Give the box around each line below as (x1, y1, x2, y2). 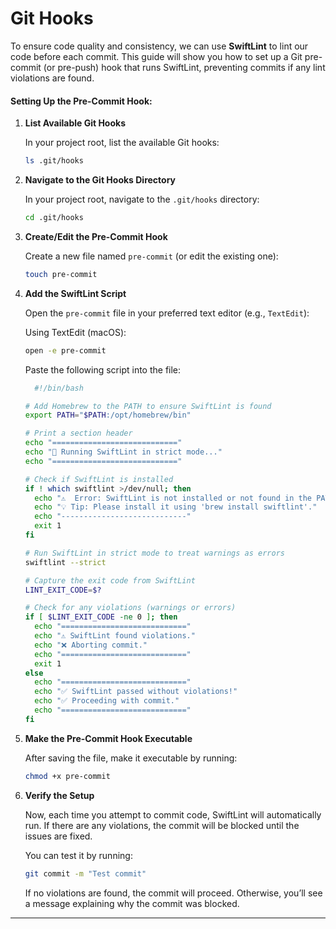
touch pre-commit (24, 269, 98, 279)
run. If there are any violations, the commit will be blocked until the (24, 819, 300, 831)
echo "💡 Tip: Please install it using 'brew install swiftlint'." (34, 502, 318, 512)
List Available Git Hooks (24, 117, 127, 129)
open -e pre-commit (24, 345, 107, 356)
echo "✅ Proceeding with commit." (34, 696, 180, 706)
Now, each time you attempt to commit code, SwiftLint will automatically (24, 808, 322, 821)
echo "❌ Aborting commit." (34, 640, 148, 650)
